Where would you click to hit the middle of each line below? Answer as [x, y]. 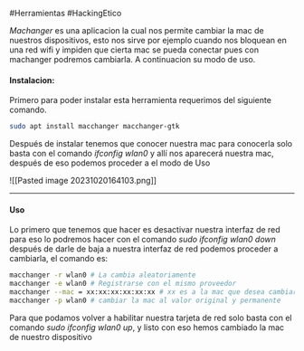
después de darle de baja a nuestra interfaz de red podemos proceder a [144, 249]
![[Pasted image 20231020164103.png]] [83, 181]
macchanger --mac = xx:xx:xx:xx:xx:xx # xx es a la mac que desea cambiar [153, 292]
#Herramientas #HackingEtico [66, 13]
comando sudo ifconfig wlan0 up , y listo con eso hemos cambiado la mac [147, 327]
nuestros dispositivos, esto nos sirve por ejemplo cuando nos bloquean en [148, 40]
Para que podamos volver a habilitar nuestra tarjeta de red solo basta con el [151, 318]
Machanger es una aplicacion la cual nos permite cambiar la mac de [137, 30]
